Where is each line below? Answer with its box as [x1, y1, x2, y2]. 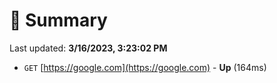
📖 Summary [9, 9, 108, 32]
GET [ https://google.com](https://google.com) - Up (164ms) [23, 61, 267, 73]
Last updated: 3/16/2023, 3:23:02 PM [9, 42, 168, 54]
